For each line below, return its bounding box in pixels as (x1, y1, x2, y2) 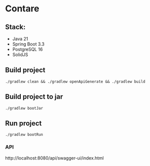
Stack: (5, 23, 26, 31)
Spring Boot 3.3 (12, 41, 45, 47)
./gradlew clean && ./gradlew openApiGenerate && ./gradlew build (5, 79, 146, 84)
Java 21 (12, 36, 28, 42)
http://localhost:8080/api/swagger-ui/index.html (5, 155, 104, 161)
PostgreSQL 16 (12, 47, 43, 52)
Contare (5, 3, 40, 14)
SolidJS (12, 52, 28, 57)
